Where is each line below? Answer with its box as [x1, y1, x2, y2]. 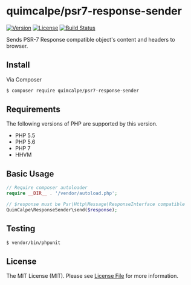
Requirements [6, 104, 60, 115]
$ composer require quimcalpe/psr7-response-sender [6, 88, 139, 94]
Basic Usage [6, 168, 54, 179]
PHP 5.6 [15, 138, 36, 146]
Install [6, 60, 30, 70]
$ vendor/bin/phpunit [6, 240, 61, 246]
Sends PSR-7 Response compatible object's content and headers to [6, 36, 175, 43]
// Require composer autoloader [6, 185, 88, 191]
